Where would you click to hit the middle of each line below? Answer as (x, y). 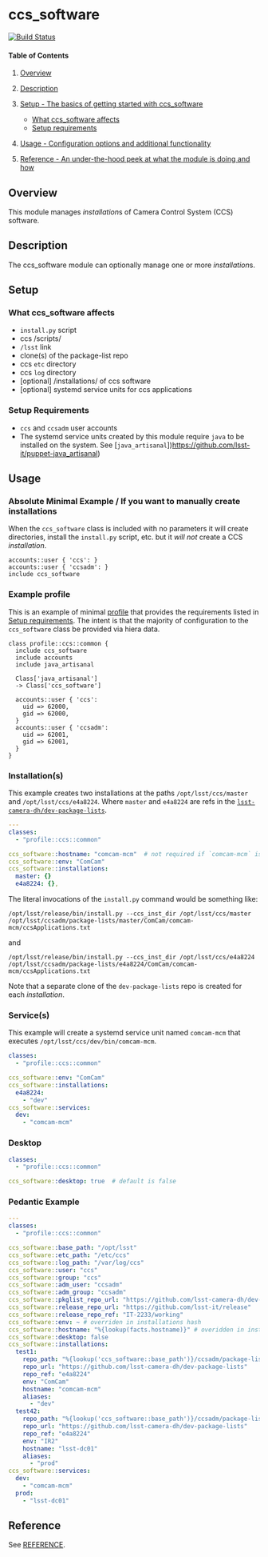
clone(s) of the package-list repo (74, 356)
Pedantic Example (44, 1202)
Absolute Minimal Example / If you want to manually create (124, 502)
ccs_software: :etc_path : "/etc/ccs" (69, 1255)
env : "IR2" (41, 1441)
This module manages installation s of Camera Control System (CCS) (121, 212)
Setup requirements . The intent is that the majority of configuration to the (128, 620)
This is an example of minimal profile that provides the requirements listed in (134, 612)
